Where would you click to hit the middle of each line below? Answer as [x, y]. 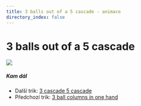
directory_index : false [36, 17]
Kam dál [17, 76]
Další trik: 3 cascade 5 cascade [53, 91]
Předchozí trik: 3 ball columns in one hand [66, 97]
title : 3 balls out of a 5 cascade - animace [63, 12]
